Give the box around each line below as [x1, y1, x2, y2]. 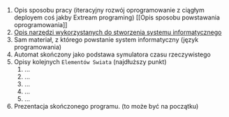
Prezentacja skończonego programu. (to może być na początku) [13, 102, 199, 110]
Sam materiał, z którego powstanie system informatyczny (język [13, 36, 199, 44]
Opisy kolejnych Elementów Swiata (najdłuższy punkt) [13, 58, 167, 65]
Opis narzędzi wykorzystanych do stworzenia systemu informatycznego [13, 28, 222, 36]
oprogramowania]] [13, 21, 68, 29]
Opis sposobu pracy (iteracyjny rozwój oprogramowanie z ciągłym [13, 6, 205, 14]
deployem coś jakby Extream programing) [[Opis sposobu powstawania [13, 13, 220, 22]
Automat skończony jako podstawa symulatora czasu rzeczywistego [13, 50, 211, 58]
